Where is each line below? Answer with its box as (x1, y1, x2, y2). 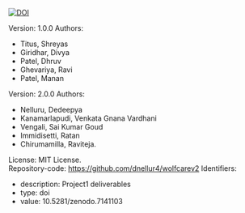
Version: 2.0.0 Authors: (8, 89, 85, 99)
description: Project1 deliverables (19, 179, 131, 189)
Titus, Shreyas (19, 39, 69, 49)
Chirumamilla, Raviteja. (19, 139, 97, 149)
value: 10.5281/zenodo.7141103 (19, 197, 123, 206)
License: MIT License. (8, 155, 82, 164)
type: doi (19, 188, 50, 198)
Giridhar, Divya (19, 48, 70, 57)
